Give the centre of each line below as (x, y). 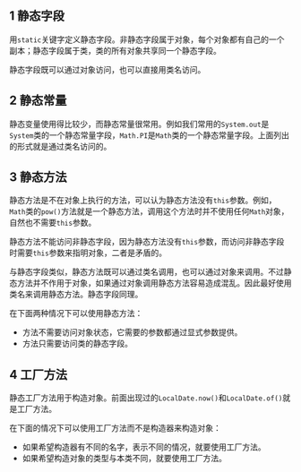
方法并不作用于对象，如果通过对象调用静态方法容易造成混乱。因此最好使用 (154, 283)
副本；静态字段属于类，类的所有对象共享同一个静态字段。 (115, 50)
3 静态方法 (38, 177)
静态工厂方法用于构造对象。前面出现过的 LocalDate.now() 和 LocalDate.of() (146, 398)
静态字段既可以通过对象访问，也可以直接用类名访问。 (107, 69)
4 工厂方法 (39, 374)
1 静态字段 (37, 16)
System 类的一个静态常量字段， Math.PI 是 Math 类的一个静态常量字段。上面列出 (149, 135)
